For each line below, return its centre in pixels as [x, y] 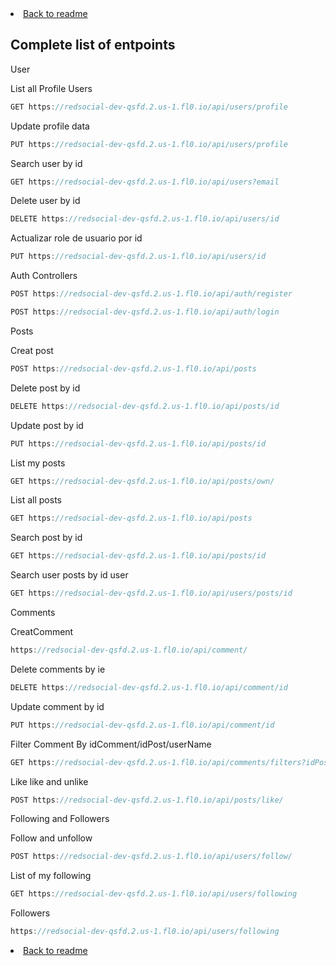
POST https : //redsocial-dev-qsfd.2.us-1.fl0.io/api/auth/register [151, 294]
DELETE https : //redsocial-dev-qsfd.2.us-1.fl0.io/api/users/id [145, 219]
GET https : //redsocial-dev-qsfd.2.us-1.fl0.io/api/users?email [145, 182]
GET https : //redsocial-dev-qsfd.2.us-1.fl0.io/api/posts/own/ [142, 481]
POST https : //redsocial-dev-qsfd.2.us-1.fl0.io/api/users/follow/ [151, 857]
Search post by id [46, 538]
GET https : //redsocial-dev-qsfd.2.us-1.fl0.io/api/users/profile [149, 107]
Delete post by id [45, 388]
